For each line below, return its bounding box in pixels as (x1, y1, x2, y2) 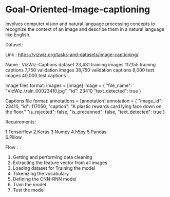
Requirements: (5, 118, 36, 124)
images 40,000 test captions (5, 72, 66, 78)
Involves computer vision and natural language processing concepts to (5, 21, 156, 27)
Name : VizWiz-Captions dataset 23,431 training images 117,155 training (5, 61, 156, 67)
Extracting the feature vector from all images (12, 159, 108, 166)
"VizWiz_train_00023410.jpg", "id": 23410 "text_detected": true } (5, 87, 141, 94)
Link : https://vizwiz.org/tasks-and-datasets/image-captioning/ (5, 51, 139, 58)
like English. (5, 31, 31, 38)
